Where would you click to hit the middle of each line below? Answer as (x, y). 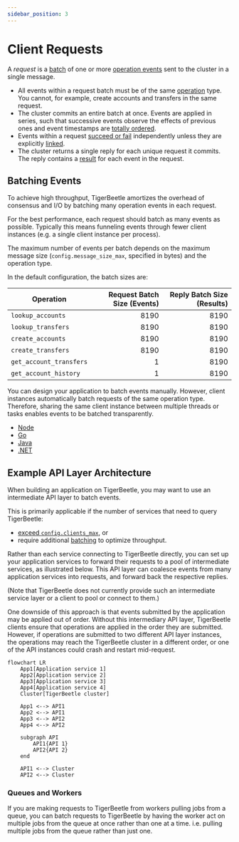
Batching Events (44, 181)
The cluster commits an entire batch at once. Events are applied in (115, 113)
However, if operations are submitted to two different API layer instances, (115, 635)
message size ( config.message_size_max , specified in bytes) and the (107, 256)
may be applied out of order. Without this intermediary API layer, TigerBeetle (119, 620)
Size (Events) (136, 303)
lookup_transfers (40, 327)
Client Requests (55, 49)
